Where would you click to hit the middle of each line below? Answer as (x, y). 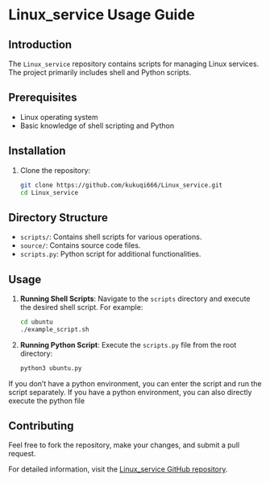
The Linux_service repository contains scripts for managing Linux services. (134, 64)
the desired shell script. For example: (81, 307)
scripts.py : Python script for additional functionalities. (110, 254)
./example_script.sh (54, 329)
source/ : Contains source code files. (80, 245)
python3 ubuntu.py (51, 368)
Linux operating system (59, 117)
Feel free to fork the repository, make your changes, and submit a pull (124, 445)
